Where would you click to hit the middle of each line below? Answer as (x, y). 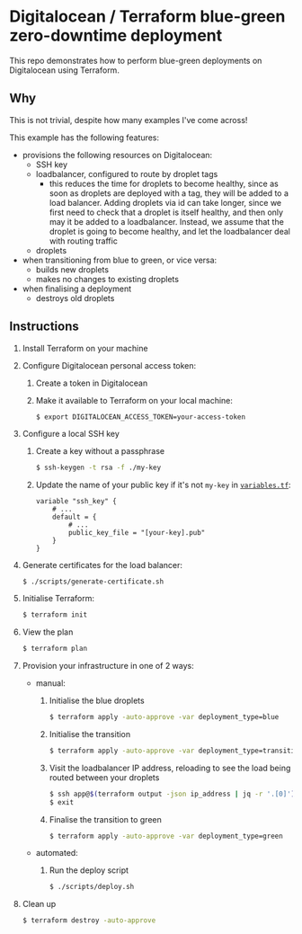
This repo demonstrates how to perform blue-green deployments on (136, 60)
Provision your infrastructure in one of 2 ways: (108, 666)
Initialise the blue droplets (97, 701)
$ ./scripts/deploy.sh (92, 887)
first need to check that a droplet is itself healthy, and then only (166, 212)
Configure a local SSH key (71, 434)
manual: (50, 683)
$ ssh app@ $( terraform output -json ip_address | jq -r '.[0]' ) (172, 794)
